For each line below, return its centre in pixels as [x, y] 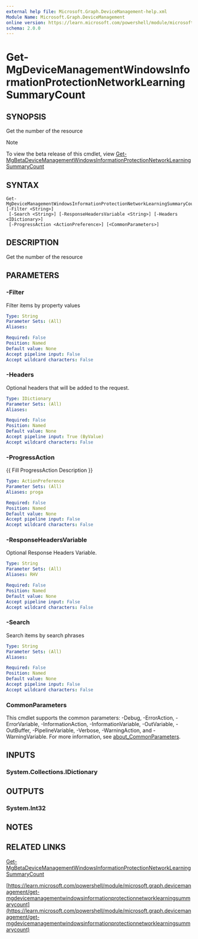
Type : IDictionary [29, 399]
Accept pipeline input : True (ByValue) [55, 437]
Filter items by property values [43, 305]
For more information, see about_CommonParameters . [115, 737]
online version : [26, 22]
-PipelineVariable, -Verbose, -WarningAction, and [92, 730]
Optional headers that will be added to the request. [68, 387]
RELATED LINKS [36, 847]
